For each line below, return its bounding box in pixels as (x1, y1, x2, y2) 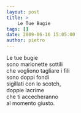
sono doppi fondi (6, 74, 50, 81)
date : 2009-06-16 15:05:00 (6, 32, 75, 38)
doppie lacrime (6, 87, 45, 93)
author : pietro (6, 37, 45, 43)
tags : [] (6, 26, 29, 32)
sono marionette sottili (6, 60, 63, 68)
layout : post (6, 9, 40, 15)
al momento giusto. (6, 100, 55, 107)
